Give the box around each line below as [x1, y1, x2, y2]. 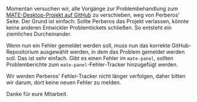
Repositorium [6, 48, 39, 55]
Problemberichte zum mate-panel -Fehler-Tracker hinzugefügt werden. [6, 61, 178, 68]
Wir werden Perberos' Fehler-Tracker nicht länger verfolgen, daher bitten [6, 73, 186, 79]
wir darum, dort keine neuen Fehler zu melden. [6, 79, 121, 86]
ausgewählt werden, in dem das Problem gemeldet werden [39, 48, 185, 55]
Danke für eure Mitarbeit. [6, 91, 68, 97]
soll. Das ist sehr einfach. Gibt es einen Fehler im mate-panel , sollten [6, 55, 174, 61]
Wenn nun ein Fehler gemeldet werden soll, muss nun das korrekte [6, 42, 171, 49]
